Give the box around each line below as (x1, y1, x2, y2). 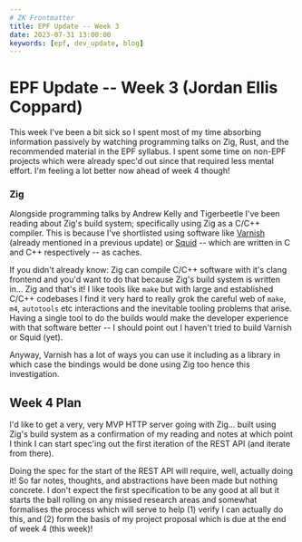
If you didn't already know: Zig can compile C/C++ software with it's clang (9, 265, 287, 276)
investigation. (9, 369, 60, 380)
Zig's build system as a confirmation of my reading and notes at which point (9, 429, 293, 440)
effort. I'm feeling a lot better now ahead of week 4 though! (9, 165, 230, 177)
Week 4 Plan (9, 395, 82, 411)
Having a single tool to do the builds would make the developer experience (9, 313, 288, 324)
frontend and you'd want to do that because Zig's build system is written (9, 274, 281, 286)
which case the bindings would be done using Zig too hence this (9, 359, 251, 370)
